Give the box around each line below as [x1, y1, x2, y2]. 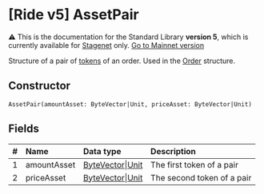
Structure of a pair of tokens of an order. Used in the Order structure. [8, 56, 236, 65]
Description [150, 145, 196, 156]
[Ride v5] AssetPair [8, 6, 139, 24]
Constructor [8, 79, 70, 93]
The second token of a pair [150, 172, 252, 183]
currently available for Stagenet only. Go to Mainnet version [8, 40, 205, 49]
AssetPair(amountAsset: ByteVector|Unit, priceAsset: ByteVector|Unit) [8, 100, 252, 109]
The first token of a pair [150, 159, 238, 170]
